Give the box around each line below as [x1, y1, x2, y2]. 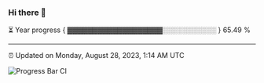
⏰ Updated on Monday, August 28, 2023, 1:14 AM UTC [8, 51, 185, 60]
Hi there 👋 [8, 7, 47, 18]
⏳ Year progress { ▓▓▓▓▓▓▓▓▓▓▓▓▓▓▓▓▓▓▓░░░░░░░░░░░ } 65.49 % [8, 25, 251, 34]
